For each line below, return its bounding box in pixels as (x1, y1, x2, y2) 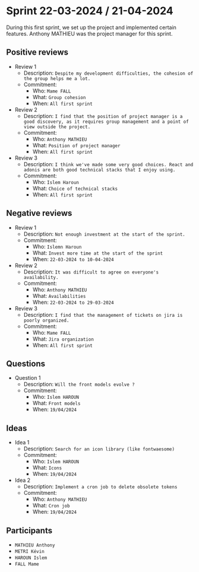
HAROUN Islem (14, 555, 48, 561)
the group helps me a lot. (23, 75, 91, 81)
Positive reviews (6, 47, 69, 58)
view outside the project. (23, 123, 91, 130)
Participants (6, 525, 52, 535)
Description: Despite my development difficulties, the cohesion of (23, 69, 194, 77)
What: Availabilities (32, 292, 86, 299)
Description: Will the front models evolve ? (23, 381, 135, 388)
